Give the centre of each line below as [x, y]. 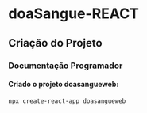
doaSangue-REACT [73, 14]
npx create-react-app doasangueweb [67, 101]
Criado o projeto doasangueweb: [64, 85]
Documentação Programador [66, 66]
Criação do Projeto [55, 43]
